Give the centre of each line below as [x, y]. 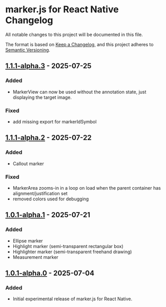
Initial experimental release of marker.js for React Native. [72, 299]
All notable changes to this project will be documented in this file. [74, 34]
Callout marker [28, 163]
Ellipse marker [28, 241]
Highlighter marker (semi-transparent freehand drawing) [72, 252]
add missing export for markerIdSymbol [55, 121]
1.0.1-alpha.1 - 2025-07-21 [48, 215]
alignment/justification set [40, 193]
